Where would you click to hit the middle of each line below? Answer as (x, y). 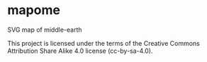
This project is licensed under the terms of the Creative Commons (103, 43)
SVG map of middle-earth (45, 30)
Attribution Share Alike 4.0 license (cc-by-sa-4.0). (80, 51)
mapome (34, 10)
